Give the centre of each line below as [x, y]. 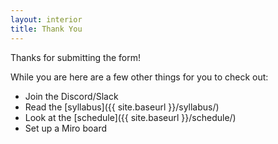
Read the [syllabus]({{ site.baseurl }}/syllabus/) [122, 107]
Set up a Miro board [66, 128]
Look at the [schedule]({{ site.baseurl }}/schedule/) [130, 117]
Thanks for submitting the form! [75, 57]
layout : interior [46, 19]
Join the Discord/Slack [71, 96]
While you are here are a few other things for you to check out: [139, 77]
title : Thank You [46, 29]
